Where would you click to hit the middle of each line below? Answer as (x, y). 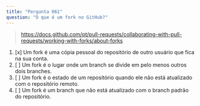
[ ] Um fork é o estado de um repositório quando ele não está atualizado (104, 77)
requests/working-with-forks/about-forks (72, 40)
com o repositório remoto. (47, 83)
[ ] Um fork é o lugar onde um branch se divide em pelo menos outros (101, 65)
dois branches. (33, 71)
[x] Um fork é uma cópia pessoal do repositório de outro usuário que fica (104, 52)
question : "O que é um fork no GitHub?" (57, 17)
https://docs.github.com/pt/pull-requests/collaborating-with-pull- (101, 34)
